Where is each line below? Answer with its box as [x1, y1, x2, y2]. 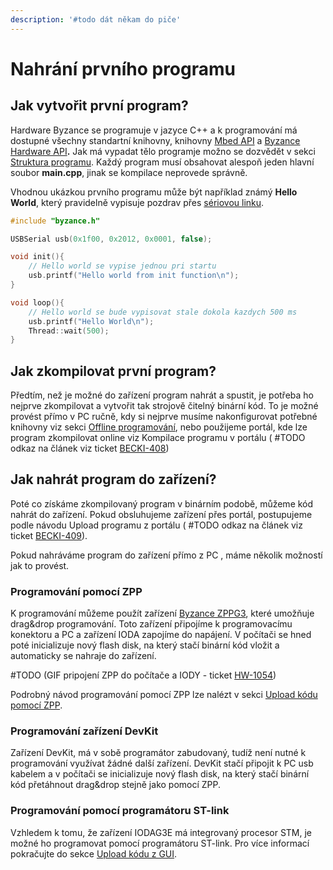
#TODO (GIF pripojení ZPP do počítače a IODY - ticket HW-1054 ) [10, 669, 277, 681]
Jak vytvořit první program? [10, 97, 189, 115]
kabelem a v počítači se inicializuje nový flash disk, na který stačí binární [10, 768, 310, 780]
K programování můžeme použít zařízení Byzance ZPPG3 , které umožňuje [10, 607, 315, 620]
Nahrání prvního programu [10, 57, 236, 80]
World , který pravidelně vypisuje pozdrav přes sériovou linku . [10, 196, 265, 208]
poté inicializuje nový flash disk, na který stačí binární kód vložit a [10, 639, 280, 651]
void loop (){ [10, 297, 65, 308]
